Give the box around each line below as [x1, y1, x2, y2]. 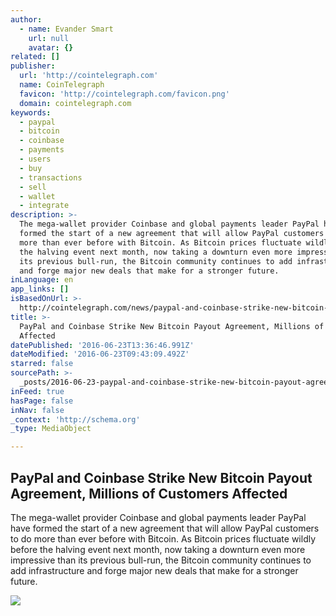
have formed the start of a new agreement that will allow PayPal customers [10, 522, 320, 534]
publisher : [10, 61, 56, 71]
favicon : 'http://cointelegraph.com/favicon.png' [19, 89, 230, 99]
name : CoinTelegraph [19, 80, 105, 90]
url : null [28, 33, 70, 43]
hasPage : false [10, 396, 74, 406]
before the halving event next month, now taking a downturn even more [10, 543, 306, 555]
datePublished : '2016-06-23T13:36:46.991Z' [10, 340, 195, 350]
